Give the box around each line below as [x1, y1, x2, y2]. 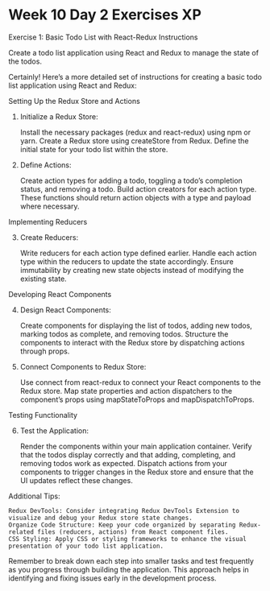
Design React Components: [19, 304, 111, 315]
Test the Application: [19, 425, 89, 436]
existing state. [19, 274, 67, 283]
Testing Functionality [8, 410, 78, 419]
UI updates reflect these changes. [19, 475, 133, 485]
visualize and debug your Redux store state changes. [8, 514, 193, 522]
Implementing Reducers [8, 217, 88, 226]
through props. [19, 346, 70, 356]
